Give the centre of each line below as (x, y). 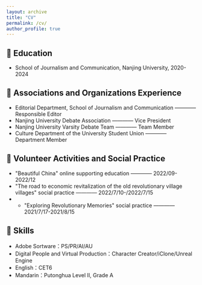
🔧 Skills (20, 231)
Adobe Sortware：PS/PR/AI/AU (54, 246)
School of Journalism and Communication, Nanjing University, (92, 68)
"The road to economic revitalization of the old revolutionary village (99, 186)
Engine (24, 260)
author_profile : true (33, 29)
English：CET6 (33, 267)
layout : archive (27, 12)
